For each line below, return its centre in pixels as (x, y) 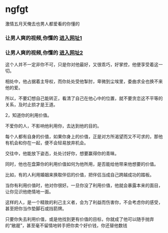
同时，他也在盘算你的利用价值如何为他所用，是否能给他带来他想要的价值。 (82, 164)
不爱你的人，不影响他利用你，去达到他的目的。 (53, 126)
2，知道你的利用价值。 (28, 115)
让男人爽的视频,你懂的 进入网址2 (44, 53)
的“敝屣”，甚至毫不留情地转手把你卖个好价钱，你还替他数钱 (66, 225)
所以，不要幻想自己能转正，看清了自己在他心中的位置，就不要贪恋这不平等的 (84, 98)
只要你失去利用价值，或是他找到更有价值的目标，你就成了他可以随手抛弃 (79, 219)
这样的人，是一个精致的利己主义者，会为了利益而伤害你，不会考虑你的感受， (84, 202)
